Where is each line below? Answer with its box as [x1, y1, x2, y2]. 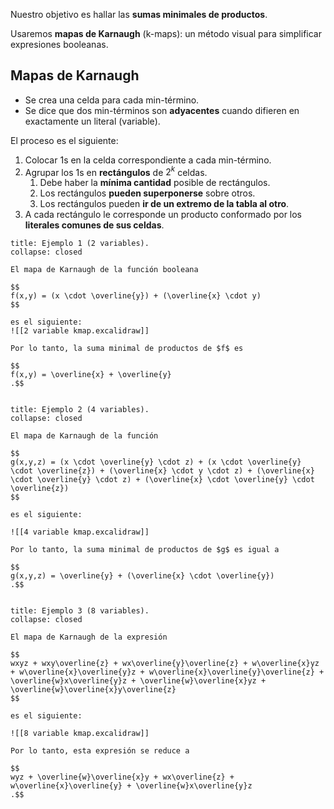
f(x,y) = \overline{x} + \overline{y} [10, 370, 172, 380]
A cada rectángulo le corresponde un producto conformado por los [24, 209, 303, 221]
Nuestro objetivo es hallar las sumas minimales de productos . [10, 9, 268, 20]
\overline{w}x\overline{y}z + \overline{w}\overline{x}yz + [10, 676, 267, 686]
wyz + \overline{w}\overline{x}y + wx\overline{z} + [10, 772, 235, 783]
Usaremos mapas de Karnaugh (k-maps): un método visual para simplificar [10, 28, 322, 39]
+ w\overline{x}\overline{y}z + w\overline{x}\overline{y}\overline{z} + [10, 667, 325, 678]
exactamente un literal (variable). [24, 115, 161, 127]
